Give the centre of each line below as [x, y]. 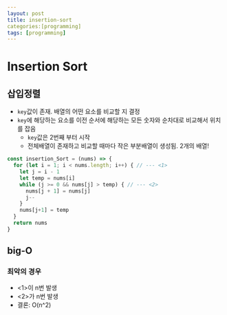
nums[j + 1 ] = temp [44, 210]
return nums [31, 223]
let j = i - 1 [40, 172]
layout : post [26, 13]
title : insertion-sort [40, 20]
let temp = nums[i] [47, 178]
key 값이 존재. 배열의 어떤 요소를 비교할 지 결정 [78, 111]
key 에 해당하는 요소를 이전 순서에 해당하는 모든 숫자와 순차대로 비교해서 [112, 120]
